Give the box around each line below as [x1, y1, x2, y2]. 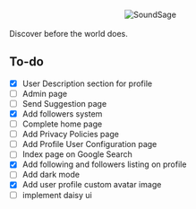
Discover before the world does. [9, 29, 128, 39]
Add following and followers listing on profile [21, 159, 187, 170]
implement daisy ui [21, 189, 92, 200]
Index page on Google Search [21, 149, 132, 160]
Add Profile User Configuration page [21, 139, 158, 150]
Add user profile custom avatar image [21, 179, 162, 190]
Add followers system [21, 109, 103, 119]
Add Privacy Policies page [21, 129, 119, 140]
